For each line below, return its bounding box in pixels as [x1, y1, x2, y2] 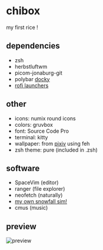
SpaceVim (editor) [14, 179, 59, 186]
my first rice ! [6, 24, 38, 31]
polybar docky [14, 75, 50, 82]
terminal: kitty [14, 133, 48, 140]
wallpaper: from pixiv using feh [14, 140, 90, 147]
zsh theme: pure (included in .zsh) [14, 146, 98, 153]
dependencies [6, 41, 60, 51]
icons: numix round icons [14, 114, 76, 122]
